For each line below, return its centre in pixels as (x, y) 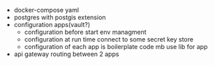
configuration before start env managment (85, 32)
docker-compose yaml (46, 10)
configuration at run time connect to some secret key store (109, 39)
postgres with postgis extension (60, 17)
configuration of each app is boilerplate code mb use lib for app (116, 47)
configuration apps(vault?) (52, 25)
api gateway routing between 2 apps (66, 54)
